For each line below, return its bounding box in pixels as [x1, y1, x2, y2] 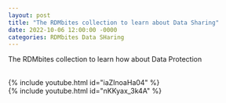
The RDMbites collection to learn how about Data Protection [8, 55, 202, 64]
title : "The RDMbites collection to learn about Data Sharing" [8, 19, 220, 27]
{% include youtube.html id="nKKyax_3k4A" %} [8, 87, 162, 96]
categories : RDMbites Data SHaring [8, 33, 125, 41]
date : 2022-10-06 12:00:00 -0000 [8, 26, 118, 34]
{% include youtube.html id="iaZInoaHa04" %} [8, 78, 160, 87]
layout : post [8, 11, 51, 20]
